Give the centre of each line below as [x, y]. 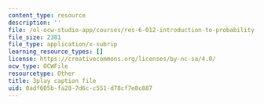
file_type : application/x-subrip [63, 45]
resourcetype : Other [42, 74]
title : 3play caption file [52, 81]
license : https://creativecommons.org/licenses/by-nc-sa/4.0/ [112, 59]
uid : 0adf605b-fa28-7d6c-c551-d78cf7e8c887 [81, 88]
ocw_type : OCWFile [38, 66]
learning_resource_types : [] [56, 52]
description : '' [35, 23]
